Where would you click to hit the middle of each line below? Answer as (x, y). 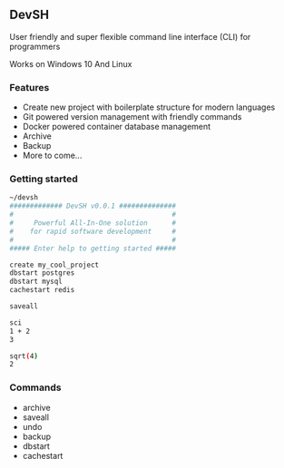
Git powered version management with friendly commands (132, 117)
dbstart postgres (42, 273)
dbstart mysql (36, 282)
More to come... (52, 156)
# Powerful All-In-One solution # (93, 223)
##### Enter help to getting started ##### (93, 249)
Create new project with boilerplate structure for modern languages (149, 107)
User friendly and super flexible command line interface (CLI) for (130, 36)
